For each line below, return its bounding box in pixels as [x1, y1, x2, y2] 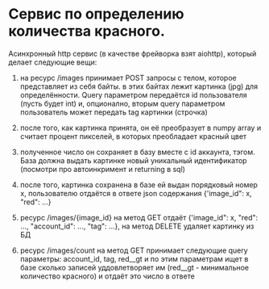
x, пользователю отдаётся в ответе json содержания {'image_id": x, [19, 188, 252, 198]
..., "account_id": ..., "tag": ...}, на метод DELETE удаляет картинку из [19, 221, 255, 231]
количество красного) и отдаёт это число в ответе [19, 271, 195, 281]
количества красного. [8, 22, 165, 40]
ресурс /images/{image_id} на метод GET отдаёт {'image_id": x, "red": [19, 212, 259, 222]
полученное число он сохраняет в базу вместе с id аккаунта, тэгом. [19, 147, 255, 157]
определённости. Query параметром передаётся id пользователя [19, 90, 247, 99]
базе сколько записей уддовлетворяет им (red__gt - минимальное [19, 262, 250, 272]
